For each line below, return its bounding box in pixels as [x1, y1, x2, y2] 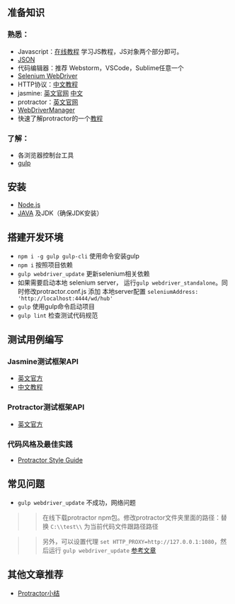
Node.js [17, 200, 41, 209]
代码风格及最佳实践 [7, 439, 73, 449]
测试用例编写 [7, 334, 64, 346]
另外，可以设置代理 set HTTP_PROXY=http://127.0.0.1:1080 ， [42, 537, 221, 545]
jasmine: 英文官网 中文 [17, 89, 84, 97]
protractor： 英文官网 [17, 98, 79, 106]
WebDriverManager [17, 106, 76, 114]
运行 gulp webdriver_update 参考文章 [48, 546, 156, 554]
